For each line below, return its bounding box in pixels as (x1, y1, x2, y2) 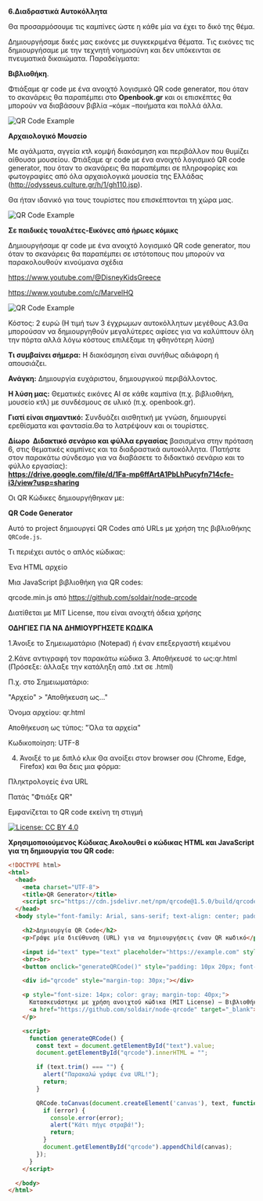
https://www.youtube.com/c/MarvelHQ (8, 288, 134, 297)
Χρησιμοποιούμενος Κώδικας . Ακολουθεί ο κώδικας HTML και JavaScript (8, 838, 254, 847)
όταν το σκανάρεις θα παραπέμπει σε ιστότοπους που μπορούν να (8, 249, 225, 258)
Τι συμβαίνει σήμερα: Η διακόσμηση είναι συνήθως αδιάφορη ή (8, 350, 219, 360)
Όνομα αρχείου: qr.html (8, 708, 85, 717)
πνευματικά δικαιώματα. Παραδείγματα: (8, 54, 140, 63)
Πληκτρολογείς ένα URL (8, 777, 88, 786)
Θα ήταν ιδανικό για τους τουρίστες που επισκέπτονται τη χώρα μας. (8, 196, 233, 204)
